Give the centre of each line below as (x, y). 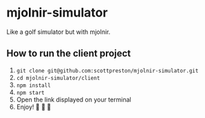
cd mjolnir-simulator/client (58, 78)
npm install (33, 85)
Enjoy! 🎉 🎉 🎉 (34, 107)
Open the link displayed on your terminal (74, 99)
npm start (31, 92)
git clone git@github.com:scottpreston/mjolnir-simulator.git (107, 70)
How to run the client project (69, 53)
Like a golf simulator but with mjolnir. (58, 32)
